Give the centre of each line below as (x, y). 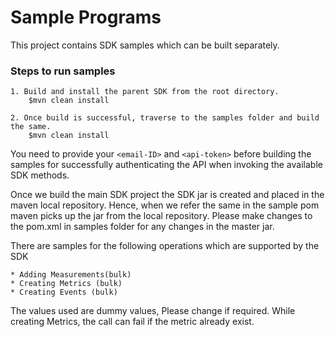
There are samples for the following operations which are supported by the (165, 246)
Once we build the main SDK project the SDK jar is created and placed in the (167, 195)
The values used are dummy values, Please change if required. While (153, 311)
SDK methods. (40, 175)
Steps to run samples (63, 71)
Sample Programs (86, 17)
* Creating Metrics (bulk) (66, 284)
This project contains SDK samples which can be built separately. (145, 45)
